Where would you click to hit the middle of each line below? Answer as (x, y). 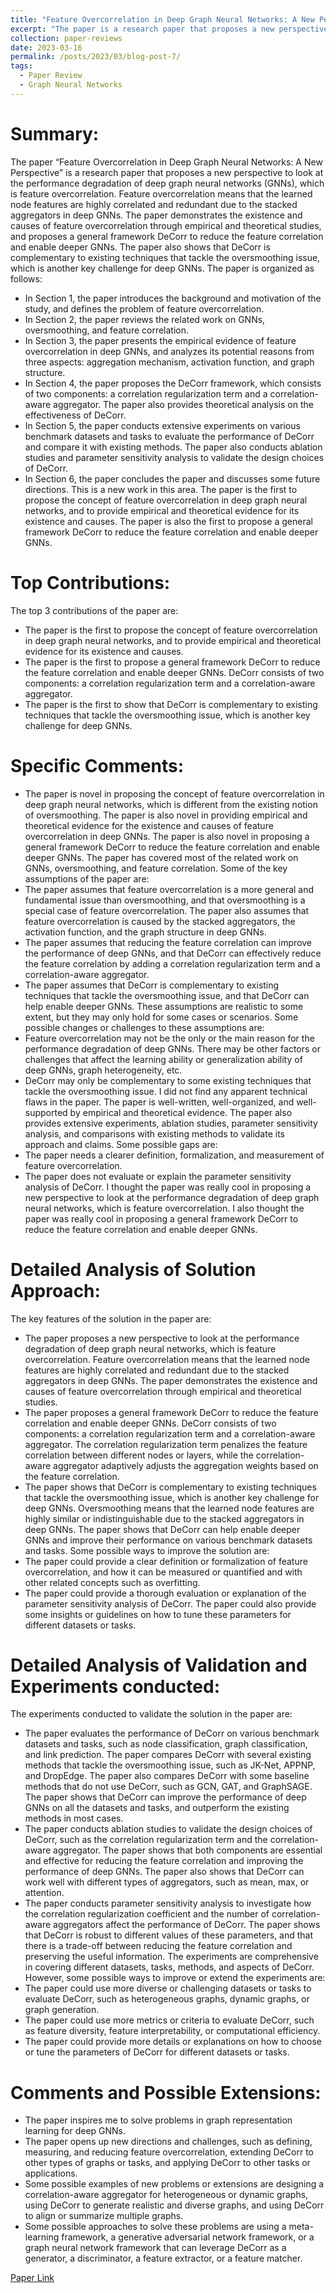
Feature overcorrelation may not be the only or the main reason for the (169, 1038)
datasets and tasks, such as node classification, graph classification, (166, 1744)
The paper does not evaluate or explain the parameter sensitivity (158, 1176)
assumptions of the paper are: (87, 878)
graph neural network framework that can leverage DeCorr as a (155, 2248)
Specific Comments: (97, 765)
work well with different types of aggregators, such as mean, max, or (167, 1882)
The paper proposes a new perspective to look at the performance (162, 1338)
